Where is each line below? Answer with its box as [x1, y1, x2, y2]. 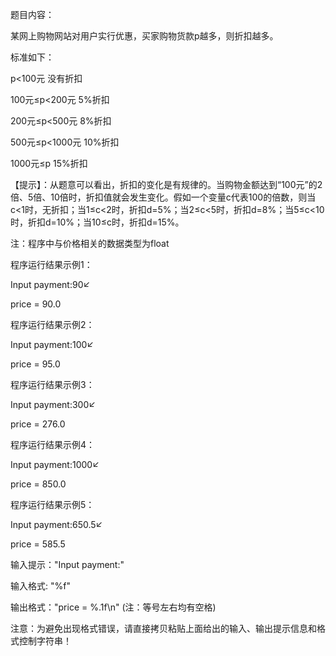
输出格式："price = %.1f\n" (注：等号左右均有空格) [10, 601, 217, 613]
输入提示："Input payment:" [10, 559, 125, 570]
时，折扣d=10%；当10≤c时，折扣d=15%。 [10, 216, 185, 228]
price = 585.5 [10, 538, 66, 550]
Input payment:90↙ [10, 279, 91, 290]
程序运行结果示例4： [10, 439, 96, 450]
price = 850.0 [10, 478, 67, 490]
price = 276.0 [10, 418, 66, 430]
